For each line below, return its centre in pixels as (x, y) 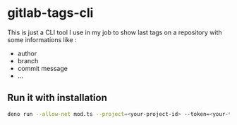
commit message (43, 68)
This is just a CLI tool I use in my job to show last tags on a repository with (115, 32)
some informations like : (42, 39)
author (27, 53)
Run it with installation (57, 98)
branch (28, 60)
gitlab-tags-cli (50, 13)
